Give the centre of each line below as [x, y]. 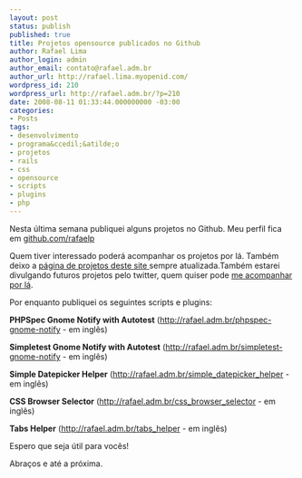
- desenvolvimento [44, 136]
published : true [40, 34]
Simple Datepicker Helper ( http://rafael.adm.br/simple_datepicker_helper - [150, 374]
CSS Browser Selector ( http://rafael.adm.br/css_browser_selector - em [143, 401]
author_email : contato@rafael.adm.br [81, 69]
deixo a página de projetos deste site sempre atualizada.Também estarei [145, 265]
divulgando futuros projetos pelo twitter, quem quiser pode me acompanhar [151, 275]
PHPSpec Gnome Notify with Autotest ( [85, 320]
